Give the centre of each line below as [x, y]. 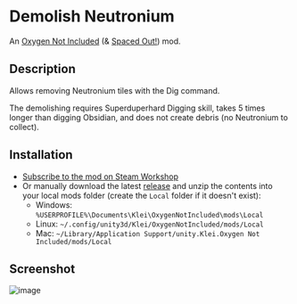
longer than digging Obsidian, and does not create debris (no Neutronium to [148, 117]
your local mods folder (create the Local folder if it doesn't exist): [141, 195]
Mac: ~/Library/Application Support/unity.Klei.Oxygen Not [148, 233]
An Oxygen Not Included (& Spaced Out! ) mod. [95, 41]
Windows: [54, 205]
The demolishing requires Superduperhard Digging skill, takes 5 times [137, 108]
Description [42, 69]
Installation [41, 155]
